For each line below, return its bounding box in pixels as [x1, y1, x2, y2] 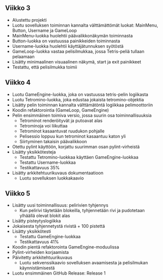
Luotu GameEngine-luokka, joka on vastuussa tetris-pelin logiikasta [12, 91, 148, 97]
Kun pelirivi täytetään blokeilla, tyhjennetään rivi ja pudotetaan [19, 208, 145, 214]
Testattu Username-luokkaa [19, 159, 76, 165]
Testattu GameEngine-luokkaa [19, 234, 81, 240]
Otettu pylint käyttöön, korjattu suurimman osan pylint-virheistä [12, 144, 140, 150]
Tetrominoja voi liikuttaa [19, 123, 68, 128]
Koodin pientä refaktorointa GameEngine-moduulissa [12, 244, 119, 250]
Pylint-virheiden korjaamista [12, 249, 69, 255]
